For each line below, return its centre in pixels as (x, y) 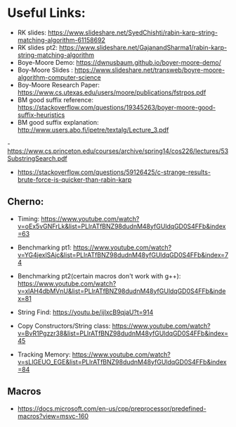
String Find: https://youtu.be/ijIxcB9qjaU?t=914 (85, 312)
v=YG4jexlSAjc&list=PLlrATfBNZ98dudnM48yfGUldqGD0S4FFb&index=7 (123, 254)
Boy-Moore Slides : (45, 70)
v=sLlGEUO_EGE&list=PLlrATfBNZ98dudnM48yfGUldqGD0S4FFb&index (122, 361)
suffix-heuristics (41, 115)
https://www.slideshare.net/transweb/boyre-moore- (150, 70)
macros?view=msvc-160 (53, 416)
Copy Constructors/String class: (64, 326)
